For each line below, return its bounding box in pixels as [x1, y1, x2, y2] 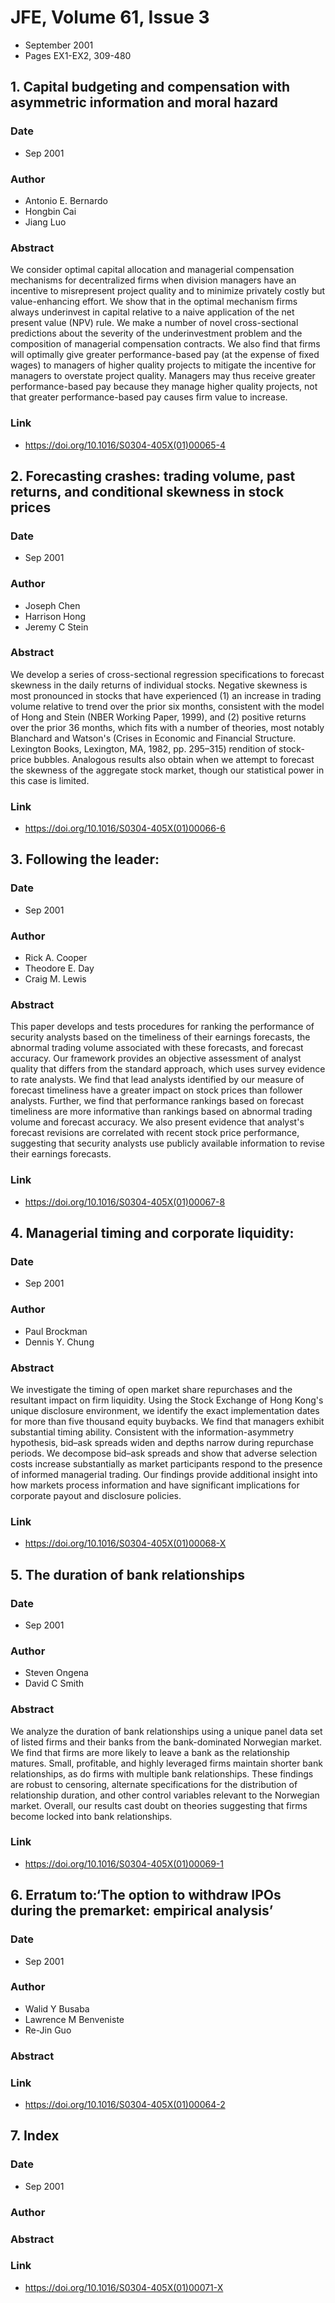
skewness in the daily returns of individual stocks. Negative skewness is [10, 679, 308, 691]
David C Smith [24, 1677, 84, 1690]
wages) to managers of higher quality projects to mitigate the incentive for [10, 359, 317, 371]
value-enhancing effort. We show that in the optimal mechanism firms [10, 296, 298, 308]
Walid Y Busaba [24, 2002, 90, 2015]
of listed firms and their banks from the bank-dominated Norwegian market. [10, 1736, 323, 1748]
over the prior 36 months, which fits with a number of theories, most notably [10, 721, 325, 733]
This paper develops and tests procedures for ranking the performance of [10, 1021, 315, 1033]
